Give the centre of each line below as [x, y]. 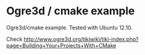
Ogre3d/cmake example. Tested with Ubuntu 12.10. [69, 27]
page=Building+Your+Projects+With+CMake [61, 45]
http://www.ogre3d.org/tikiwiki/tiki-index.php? [81, 39]
